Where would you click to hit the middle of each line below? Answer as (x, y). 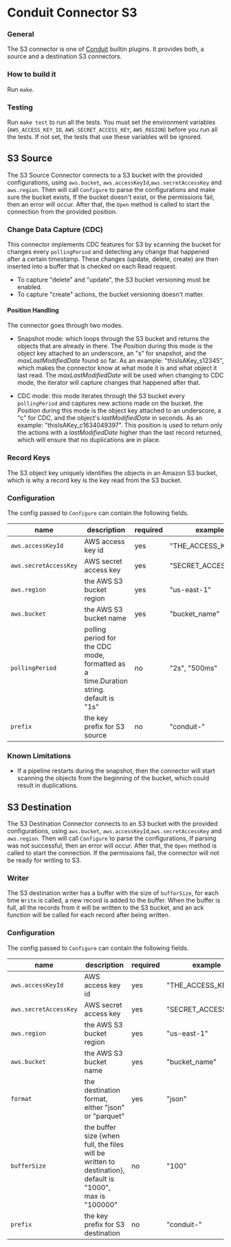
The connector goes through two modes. (65, 326)
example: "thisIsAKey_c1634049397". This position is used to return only (120, 426)
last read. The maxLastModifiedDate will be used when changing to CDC (120, 375)
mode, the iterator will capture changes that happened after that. (109, 383)
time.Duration (106, 681)
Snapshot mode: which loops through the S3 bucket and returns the (113, 339)
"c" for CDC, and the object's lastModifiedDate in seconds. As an (110, 418)
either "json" (104, 1107)
